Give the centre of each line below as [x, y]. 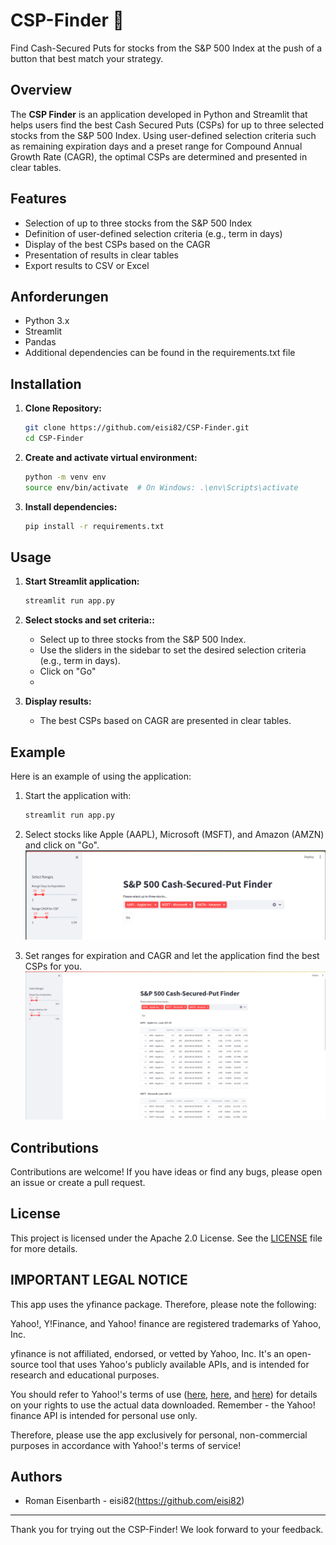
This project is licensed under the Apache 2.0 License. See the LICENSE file [166, 1238]
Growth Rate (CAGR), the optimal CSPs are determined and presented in [159, 156]
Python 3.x [47, 321]
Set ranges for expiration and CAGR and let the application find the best [172, 955]
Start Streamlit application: [82, 581]
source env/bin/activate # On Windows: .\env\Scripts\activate [161, 487]
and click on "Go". [62, 845]
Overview [41, 90]
